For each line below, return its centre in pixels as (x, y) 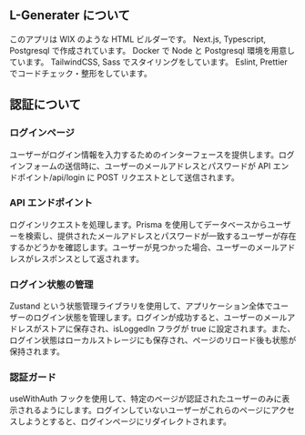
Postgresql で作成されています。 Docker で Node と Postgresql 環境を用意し (152, 50)
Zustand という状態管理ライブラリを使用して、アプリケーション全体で (141, 306)
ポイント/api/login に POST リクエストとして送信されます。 (128, 177)
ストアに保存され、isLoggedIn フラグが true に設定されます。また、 (168, 329)
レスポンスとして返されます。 (88, 258)
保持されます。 (37, 351)
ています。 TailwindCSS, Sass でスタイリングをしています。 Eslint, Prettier (149, 62)
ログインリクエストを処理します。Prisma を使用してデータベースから (138, 224)
